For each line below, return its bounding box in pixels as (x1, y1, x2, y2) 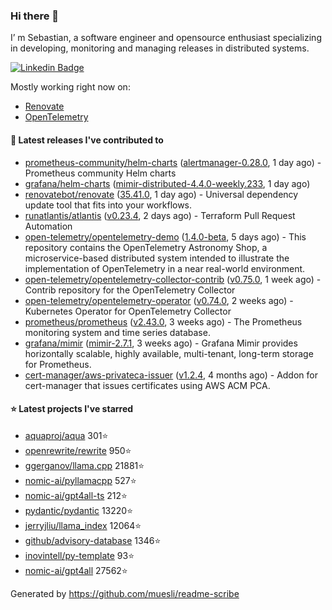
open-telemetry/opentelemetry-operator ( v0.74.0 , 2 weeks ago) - (24, 294, 294, 306)
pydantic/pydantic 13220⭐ (24, 504, 134, 516)
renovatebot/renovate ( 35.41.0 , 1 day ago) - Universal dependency (24, 188, 299, 200)
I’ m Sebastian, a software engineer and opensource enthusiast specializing (10, 32, 322, 44)
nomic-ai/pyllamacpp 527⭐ (24, 474, 137, 486)
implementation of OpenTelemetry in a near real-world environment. (24, 262, 306, 274)
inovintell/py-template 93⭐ (24, 549, 135, 561)
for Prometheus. (24, 358, 92, 370)
